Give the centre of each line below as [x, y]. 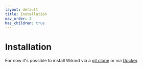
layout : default [22, 9]
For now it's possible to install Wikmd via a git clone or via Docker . [72, 61]
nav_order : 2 [18, 18]
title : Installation [26, 14]
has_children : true [25, 23]
